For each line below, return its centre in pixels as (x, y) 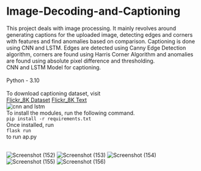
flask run (19, 131)
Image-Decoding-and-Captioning (93, 11)
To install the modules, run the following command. (71, 113)
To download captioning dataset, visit (53, 93)
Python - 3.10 (23, 80)
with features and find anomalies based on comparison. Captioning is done (101, 41)
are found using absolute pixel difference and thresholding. (81, 61)
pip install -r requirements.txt (49, 119)
